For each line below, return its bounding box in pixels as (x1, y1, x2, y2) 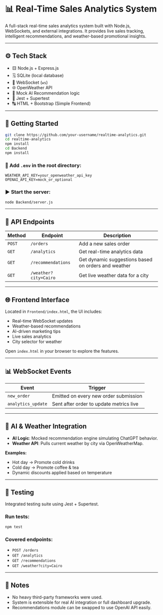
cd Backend (5, 146, 27, 151)
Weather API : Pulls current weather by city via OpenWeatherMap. (12, 440, 144, 446)
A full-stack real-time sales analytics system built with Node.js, (5, 22, 131, 29)
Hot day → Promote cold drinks (12, 459, 75, 465)
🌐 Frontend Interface (5, 295, 69, 304)
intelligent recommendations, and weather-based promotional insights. (5, 33, 147, 39)
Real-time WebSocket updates (12, 318, 73, 324)
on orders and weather (79, 262, 131, 269)
